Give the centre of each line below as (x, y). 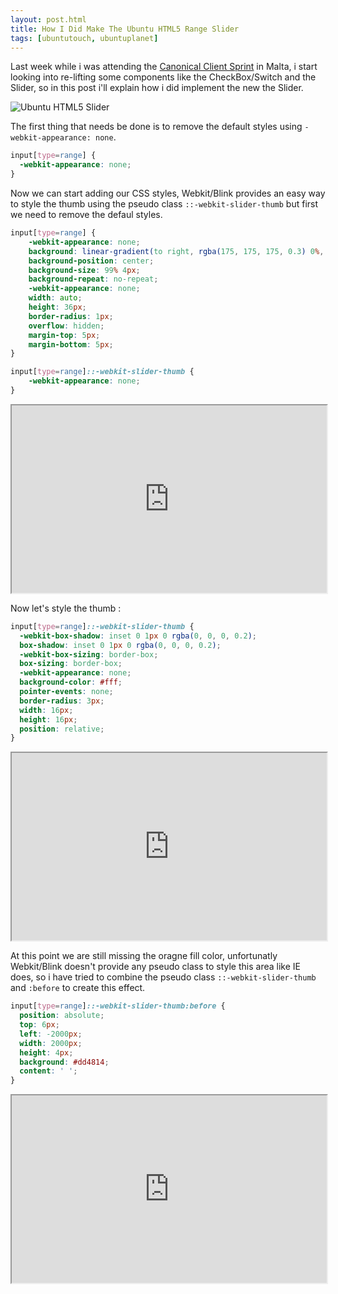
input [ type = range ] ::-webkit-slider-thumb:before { (118, 1006)
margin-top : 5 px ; (64, 335)
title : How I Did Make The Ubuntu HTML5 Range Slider (125, 29)
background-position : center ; (91, 261)
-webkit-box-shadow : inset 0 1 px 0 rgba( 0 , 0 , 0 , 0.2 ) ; (138, 636)
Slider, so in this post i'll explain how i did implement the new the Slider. (157, 88)
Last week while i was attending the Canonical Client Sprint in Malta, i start (164, 67)
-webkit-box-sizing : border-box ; (89, 654)
